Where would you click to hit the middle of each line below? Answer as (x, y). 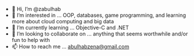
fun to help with (31, 40)
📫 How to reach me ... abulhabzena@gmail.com (70, 46)
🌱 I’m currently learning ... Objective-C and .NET (70, 27)
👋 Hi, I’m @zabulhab (36, 9)
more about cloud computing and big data (63, 21)
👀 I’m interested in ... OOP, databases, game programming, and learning (99, 15)
